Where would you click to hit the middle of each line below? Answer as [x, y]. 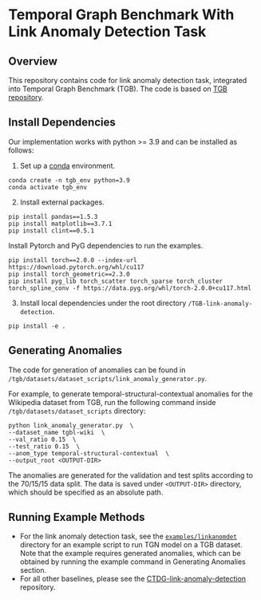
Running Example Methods [77, 517]
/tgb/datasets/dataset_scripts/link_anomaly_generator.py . [108, 378]
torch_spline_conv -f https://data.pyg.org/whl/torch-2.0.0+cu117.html [130, 288]
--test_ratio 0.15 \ [44, 446]
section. [33, 570]
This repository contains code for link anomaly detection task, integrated [128, 80]
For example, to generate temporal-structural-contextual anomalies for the [131, 394]
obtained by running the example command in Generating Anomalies [132, 562]
